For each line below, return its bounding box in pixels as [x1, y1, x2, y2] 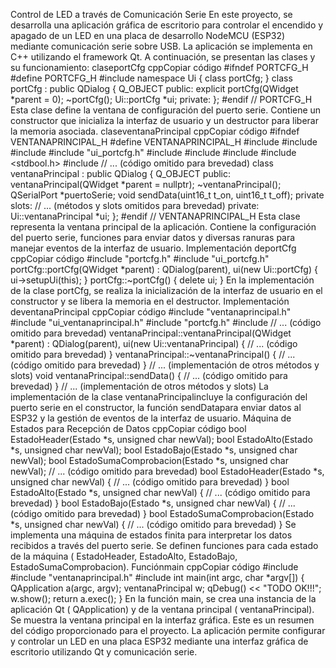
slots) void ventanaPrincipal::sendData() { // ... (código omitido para [10, 370, 288, 381]
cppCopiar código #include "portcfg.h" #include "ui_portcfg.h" [10, 253, 270, 264]
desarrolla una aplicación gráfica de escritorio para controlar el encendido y [10, 19, 324, 31]
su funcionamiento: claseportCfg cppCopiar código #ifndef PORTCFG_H [10, 62, 309, 73]
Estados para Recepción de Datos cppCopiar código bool [10, 423, 247, 434]
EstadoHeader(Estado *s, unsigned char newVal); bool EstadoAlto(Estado [10, 434, 313, 445]
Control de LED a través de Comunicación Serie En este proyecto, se [10, 9, 293, 20]
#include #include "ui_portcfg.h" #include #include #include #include [10, 147, 297, 158]
